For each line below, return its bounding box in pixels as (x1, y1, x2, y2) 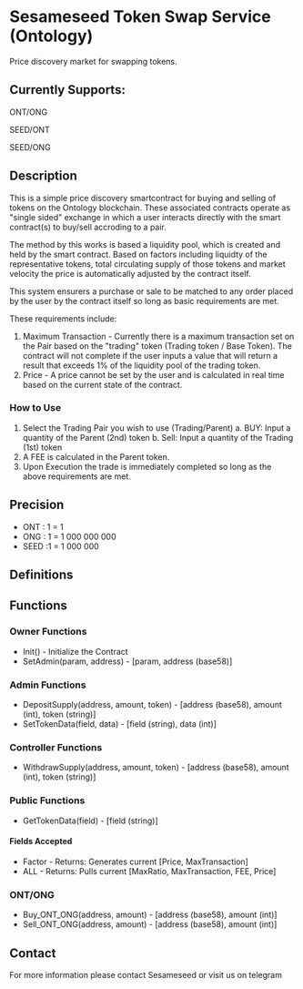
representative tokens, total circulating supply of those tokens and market (9, 258, 287, 270)
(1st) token (22, 442, 63, 453)
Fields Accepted (9, 836, 73, 847)
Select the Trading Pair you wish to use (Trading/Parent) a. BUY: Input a (22, 422, 291, 433)
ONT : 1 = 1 (22, 521, 64, 532)
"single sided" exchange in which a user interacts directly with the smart (9, 211, 281, 222)
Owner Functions (9, 626, 87, 638)
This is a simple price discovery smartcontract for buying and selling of (9, 192, 277, 203)
